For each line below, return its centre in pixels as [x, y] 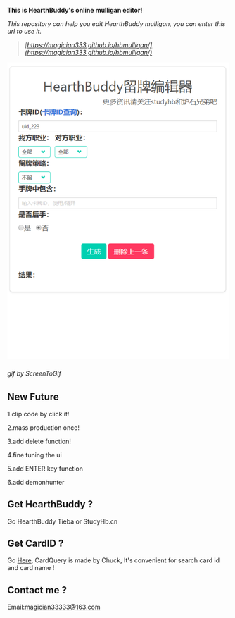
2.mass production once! [43, 427]
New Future [33, 397]
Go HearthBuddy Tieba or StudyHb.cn [63, 521]
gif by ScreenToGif [34, 373]
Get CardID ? [36, 543]
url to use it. [25, 31]
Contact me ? [37, 590]
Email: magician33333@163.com [54, 607]
